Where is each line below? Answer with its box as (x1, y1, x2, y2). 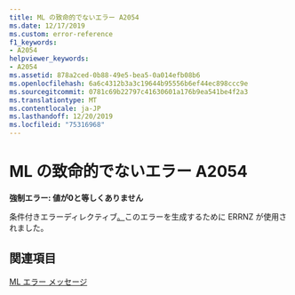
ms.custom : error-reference (9, 29, 114, 38)
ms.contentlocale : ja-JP (9, 104, 101, 113)
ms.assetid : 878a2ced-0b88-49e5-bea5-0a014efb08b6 (9, 71, 201, 80)
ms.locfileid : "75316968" (9, 121, 105, 130)
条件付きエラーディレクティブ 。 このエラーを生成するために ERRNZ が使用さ (9, 211, 287, 222)
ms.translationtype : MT (9, 95, 98, 105)
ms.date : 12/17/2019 (9, 21, 86, 30)
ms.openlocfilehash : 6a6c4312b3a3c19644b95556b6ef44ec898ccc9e (9, 79, 249, 88)
